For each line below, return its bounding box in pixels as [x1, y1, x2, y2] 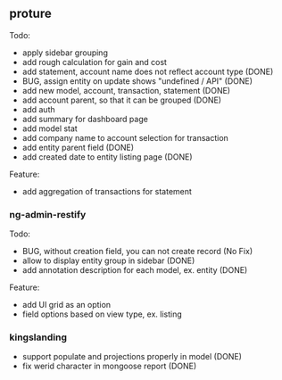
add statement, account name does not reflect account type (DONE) [21, 66, 274, 77]
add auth [21, 103, 55, 114]
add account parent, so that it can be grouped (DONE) [21, 95, 221, 105]
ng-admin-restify [9, 208, 87, 220]
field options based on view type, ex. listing [21, 309, 183, 319]
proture [9, 6, 52, 21]
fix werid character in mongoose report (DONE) [21, 360, 197, 372]
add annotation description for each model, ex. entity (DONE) [21, 265, 248, 276]
